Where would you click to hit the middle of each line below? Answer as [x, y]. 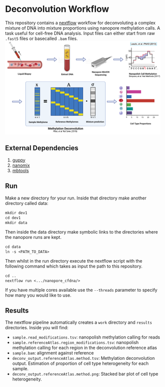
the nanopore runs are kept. [33, 237]
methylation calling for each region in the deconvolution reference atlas [84, 348]
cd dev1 [13, 218]
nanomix [21, 165]
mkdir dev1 [16, 213]
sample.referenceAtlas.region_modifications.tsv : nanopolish [75, 343]
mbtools [20, 170]
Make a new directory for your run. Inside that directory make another [76, 198]
